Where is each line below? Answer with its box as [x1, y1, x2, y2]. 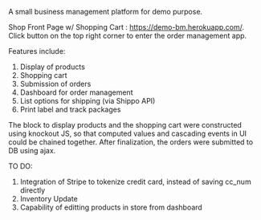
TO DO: [8, 161, 34, 171]
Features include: [8, 47, 66, 55]
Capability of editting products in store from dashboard [19, 202, 202, 212]
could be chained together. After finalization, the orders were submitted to [8, 137, 254, 147]
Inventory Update [19, 194, 78, 203]
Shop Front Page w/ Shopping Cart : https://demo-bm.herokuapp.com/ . [8, 22, 245, 31]
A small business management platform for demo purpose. [8, 7, 203, 16]
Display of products [19, 62, 86, 71]
